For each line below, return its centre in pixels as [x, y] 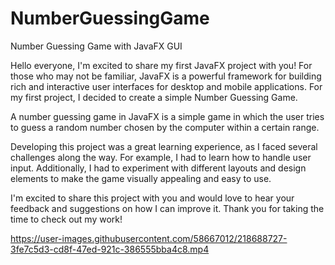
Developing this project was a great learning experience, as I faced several [164, 146]
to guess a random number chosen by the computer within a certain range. [165, 127]
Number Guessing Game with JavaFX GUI [96, 46]
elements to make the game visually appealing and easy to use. [141, 178]
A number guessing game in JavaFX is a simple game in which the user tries [167, 116]
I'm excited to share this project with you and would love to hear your [152, 198]
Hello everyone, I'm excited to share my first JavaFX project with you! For [161, 65]
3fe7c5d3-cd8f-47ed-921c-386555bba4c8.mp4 [110, 249]
